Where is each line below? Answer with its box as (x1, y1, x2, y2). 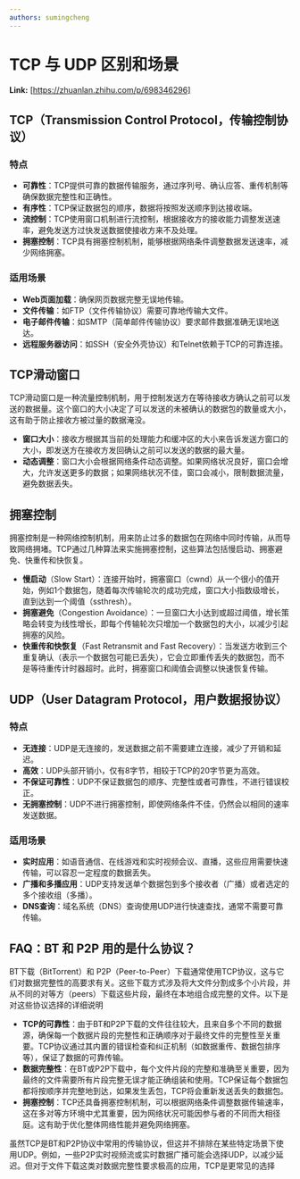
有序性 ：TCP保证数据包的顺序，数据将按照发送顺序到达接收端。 (21, 203, 257, 213)
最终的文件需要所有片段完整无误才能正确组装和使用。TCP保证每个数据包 (21, 1074, 288, 1085)
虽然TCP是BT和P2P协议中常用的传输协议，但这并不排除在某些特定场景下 (9, 1138, 277, 1149)
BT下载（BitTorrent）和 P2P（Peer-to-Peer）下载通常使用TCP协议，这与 (9, 966, 277, 976)
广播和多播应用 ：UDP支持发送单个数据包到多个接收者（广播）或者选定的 (21, 879, 290, 890)
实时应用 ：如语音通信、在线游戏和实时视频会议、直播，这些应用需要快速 (21, 857, 288, 867)
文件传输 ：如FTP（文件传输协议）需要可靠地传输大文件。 (21, 305, 234, 315)
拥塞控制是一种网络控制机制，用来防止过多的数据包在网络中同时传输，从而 (9, 532, 283, 543)
